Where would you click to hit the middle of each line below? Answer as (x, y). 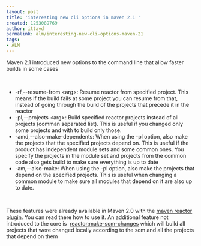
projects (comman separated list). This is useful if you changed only (99, 124)
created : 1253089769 (32, 23)
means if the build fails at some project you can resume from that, (96, 98)
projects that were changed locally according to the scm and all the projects (100, 230)
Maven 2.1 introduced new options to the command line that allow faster (95, 62)
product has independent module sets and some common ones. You (99, 149)
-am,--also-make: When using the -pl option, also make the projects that (105, 168)
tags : (13, 40)
